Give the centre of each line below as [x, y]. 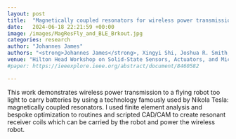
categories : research [39, 40]
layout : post [26, 14]
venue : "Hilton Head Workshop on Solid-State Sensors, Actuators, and [113, 60]
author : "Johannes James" [45, 46]
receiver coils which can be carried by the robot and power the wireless [111, 122]
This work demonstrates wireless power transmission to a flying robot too [114, 92]
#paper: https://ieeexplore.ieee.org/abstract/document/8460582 [103, 66]
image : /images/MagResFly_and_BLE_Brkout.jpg [75, 33]
